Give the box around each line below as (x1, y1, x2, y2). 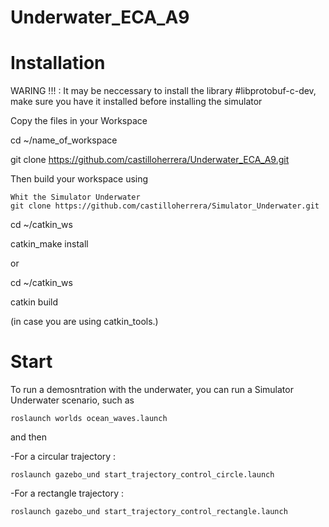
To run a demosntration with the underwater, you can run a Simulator (10, 384, 294, 396)
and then (10, 431, 47, 443)
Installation (10, 52, 106, 75)
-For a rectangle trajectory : (10, 487, 125, 500)
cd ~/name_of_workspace (10, 134, 118, 146)
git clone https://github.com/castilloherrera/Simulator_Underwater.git (10, 201, 320, 211)
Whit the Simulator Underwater (10, 192, 141, 203)
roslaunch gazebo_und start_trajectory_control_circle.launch (10, 470, 275, 480)
